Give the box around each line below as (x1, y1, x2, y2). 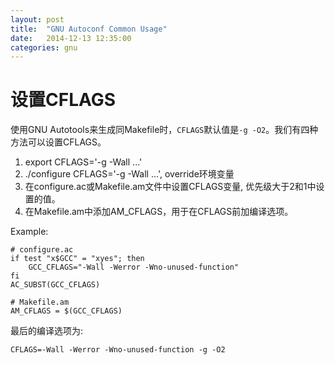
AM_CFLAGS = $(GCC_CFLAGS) (10, 306, 123, 316)
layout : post (10, 14, 65, 25)
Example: (10, 226, 49, 238)
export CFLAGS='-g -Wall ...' (24, 156, 143, 168)
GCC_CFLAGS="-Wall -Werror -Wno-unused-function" (28, 262, 240, 273)
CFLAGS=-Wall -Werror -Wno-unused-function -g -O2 (10, 345, 226, 355)
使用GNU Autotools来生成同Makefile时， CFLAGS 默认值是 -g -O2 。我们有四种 (10, 124, 319, 136)
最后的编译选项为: (10, 325, 84, 337)
